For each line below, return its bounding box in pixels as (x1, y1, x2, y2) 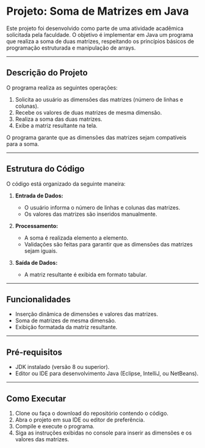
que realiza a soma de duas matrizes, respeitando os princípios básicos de (6, 37, 195, 45)
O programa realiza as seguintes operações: (6, 84, 118, 91)
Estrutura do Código (6, 164, 85, 174)
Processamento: (15, 222, 59, 229)
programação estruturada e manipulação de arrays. (6, 44, 136, 51)
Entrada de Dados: (15, 192, 63, 199)
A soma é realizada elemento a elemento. (24, 234, 129, 241)
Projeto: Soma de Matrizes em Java (6, 4, 189, 18)
